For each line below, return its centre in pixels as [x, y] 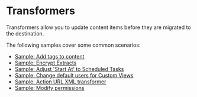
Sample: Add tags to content [49, 56]
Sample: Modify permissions [49, 88]
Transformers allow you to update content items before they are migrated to [98, 27]
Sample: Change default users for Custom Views [74, 75]
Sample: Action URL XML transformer [60, 82]
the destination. [25, 33]
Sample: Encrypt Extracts [46, 63]
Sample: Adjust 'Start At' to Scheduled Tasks [69, 69]
